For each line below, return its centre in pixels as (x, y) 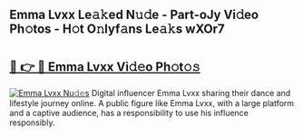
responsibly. (32, 122)
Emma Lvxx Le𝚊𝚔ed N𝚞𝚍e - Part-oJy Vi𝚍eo (134, 15)
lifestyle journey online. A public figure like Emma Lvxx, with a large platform (152, 103)
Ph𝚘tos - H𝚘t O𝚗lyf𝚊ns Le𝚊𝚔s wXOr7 (117, 29)
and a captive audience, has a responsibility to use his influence (129, 113)
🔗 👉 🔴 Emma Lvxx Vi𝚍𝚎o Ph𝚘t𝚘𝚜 (105, 67)
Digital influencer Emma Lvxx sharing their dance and (191, 93)
